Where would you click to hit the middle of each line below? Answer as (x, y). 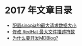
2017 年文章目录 (38, 10)
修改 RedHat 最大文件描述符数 (44, 31)
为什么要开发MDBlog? (35, 38)
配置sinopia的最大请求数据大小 (44, 25)
